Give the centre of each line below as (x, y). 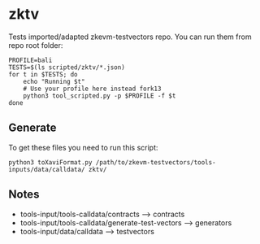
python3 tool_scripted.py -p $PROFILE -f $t (100, 96)
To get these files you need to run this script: (83, 147)
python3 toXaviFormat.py (50, 162)
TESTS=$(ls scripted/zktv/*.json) (67, 67)
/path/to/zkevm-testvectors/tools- (156, 162)
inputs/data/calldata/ (47, 169)
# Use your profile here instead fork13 (92, 89)
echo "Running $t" (54, 81)
